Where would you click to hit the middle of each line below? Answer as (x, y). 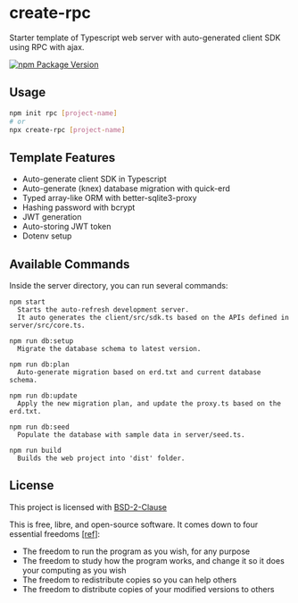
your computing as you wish (74, 570)
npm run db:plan (39, 364)
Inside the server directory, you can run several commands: (119, 285)
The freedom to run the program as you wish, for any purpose (136, 551)
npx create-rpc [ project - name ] (67, 130)
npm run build (36, 450)
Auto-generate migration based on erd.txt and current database (139, 373)
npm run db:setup (41, 341)
